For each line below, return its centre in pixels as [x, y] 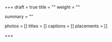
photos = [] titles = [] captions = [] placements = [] [56, 26]
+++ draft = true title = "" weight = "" [42, 7]
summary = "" [19, 16]
